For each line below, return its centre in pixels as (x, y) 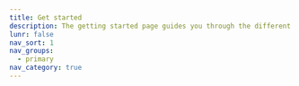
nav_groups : (31, 51)
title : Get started (46, 17)
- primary (35, 59)
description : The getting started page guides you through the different (150, 26)
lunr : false (31, 34)
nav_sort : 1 (31, 43)
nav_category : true (46, 68)
